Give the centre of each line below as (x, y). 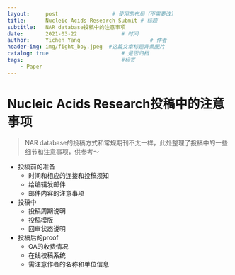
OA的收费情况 (48, 246)
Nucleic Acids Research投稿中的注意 (116, 104)
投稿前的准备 (36, 167)
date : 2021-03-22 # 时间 (73, 34)
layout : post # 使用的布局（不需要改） (92, 14)
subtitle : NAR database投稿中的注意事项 (67, 27)
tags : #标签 (71, 60)
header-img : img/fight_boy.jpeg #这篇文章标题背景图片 (86, 47)
